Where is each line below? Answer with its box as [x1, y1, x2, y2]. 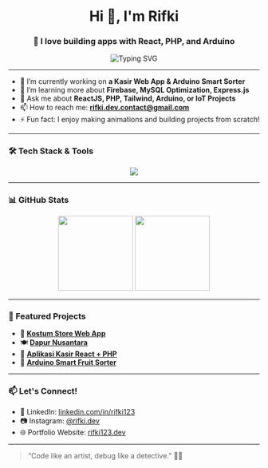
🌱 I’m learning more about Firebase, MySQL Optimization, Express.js [19, 85, 250, 95]
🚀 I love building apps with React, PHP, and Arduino [33, 36, 235, 47]
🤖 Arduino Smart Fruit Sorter [19, 358, 117, 367]
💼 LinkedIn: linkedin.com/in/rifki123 [19, 407, 136, 416]
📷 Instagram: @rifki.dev [19, 415, 100, 426]
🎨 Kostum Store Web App [19, 329, 106, 339]
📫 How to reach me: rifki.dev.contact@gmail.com [19, 103, 190, 113]
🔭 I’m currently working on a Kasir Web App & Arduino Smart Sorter [19, 77, 246, 86]
